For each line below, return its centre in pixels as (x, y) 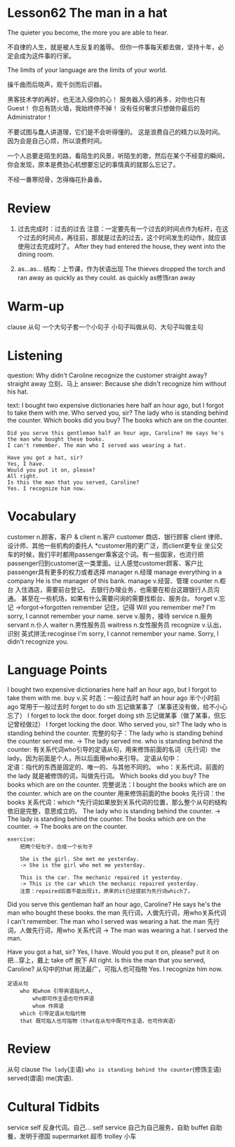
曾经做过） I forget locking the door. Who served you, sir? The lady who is (120, 724)
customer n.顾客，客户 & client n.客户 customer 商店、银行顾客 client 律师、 (117, 537)
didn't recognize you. (38, 641)
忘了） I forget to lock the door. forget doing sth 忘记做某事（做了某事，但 (114, 715)
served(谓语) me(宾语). (40, 1078)
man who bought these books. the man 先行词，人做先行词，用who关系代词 (117, 913)
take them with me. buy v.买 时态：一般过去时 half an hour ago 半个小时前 (114, 698)
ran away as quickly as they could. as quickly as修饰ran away (106, 277)
